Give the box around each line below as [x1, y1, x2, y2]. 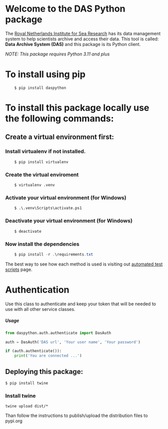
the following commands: [5, 113, 114, 124]
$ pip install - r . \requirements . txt [14, 252, 94, 257]
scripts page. [5, 266, 33, 273]
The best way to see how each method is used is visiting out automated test [5, 261, 163, 267]
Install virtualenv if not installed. [5, 148, 86, 155]
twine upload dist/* [5, 404, 49, 409]
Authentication [5, 284, 69, 295]
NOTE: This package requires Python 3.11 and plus [5, 51, 110, 57]
